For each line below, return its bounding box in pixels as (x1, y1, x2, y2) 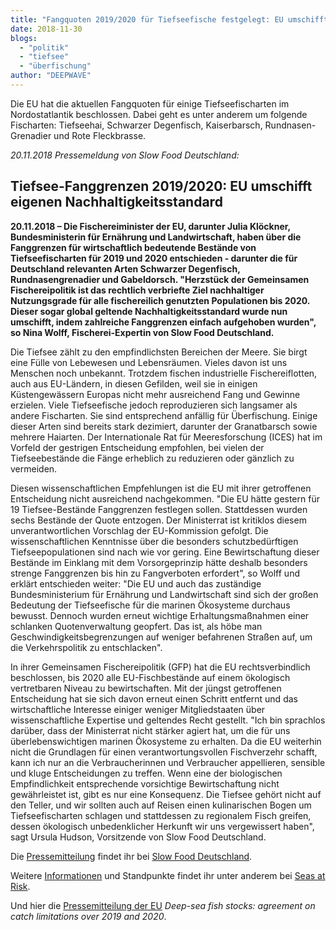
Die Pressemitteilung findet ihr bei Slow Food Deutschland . (10, 850, 253, 862)
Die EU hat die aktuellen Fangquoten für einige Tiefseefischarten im (10, 97, 290, 110)
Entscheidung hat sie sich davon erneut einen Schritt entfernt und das (10, 692, 298, 705)
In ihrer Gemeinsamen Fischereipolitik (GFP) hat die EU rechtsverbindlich (10, 661, 311, 673)
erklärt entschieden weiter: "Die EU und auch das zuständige (10, 577, 262, 590)
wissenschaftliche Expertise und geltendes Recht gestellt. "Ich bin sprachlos (10, 714, 326, 726)
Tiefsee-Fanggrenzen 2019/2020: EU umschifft (10, 178, 313, 195)
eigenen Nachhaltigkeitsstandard (10, 194, 223, 211)
